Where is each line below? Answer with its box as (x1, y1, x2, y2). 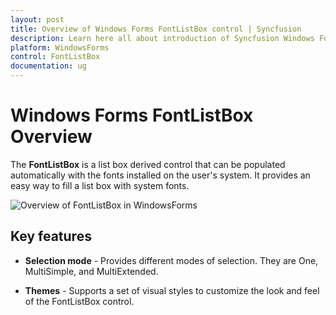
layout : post (10, 14, 65, 25)
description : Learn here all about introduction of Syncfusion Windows (10, 33, 315, 43)
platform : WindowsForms (10, 42, 110, 53)
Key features (10, 228, 92, 245)
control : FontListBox (10, 52, 101, 62)
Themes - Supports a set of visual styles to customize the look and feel (24, 284, 320, 296)
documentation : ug (10, 61, 87, 71)
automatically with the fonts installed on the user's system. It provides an (10, 169, 311, 181)
